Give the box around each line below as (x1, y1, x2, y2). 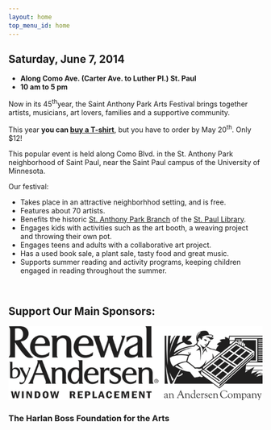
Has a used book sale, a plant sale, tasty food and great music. (19, 248, 230, 258)
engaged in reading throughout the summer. (19, 266, 167, 275)
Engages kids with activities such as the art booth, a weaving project (19, 222, 248, 233)
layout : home (8, 13, 52, 21)
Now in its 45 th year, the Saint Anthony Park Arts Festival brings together (8, 97, 248, 109)
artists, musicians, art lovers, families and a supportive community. (8, 107, 231, 117)
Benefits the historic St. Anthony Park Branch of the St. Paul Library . (19, 214, 246, 224)
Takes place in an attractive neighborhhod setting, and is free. (19, 197, 227, 207)
